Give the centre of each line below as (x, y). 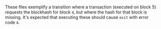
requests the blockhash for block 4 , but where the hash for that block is (76, 12)
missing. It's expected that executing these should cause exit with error (77, 17)
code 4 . (13, 22)
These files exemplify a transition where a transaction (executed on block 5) (80, 7)
